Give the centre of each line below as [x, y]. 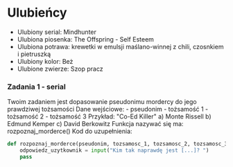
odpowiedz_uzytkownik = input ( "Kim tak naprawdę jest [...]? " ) [114, 150]
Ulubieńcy [37, 13]
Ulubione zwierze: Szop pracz [60, 69]
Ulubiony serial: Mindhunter [57, 32]
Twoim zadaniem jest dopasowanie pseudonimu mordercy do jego [102, 102]
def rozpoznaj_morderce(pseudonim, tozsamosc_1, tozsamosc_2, [99, 144]
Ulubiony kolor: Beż [45, 61]
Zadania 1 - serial [36, 87]
